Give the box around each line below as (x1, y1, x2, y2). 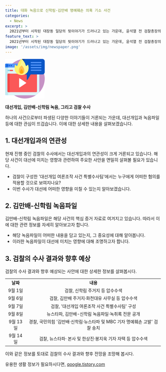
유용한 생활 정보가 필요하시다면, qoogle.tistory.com (5, 361, 105, 367)
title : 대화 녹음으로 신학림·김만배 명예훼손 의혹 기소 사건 (5, 8, 111, 13)
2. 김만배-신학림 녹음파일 (5, 202, 78, 210)
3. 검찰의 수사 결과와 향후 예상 (5, 254, 91, 263)
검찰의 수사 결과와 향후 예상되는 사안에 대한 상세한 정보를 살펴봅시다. (5, 268, 137, 274)
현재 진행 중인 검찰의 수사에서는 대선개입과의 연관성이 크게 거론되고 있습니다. (5, 151, 153, 157)
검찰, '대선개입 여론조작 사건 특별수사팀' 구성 (50, 303, 136, 309)
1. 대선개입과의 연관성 (5, 136, 67, 145)
